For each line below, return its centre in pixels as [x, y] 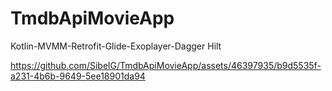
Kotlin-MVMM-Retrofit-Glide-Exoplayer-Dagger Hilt [116, 46]
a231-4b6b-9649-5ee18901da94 [78, 76]
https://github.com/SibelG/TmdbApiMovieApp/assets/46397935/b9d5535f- [166, 65]
